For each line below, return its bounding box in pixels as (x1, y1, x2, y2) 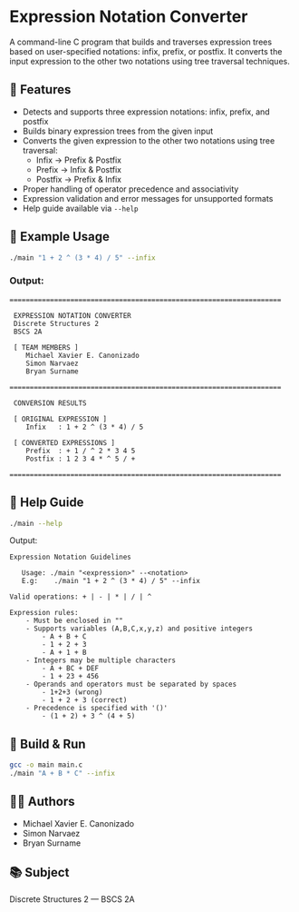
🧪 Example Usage (9, 229, 111, 244)
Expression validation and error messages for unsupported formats (22, 193, 274, 203)
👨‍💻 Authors (9, 794, 75, 809)
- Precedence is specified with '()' (25, 704, 169, 713)
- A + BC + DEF (42, 664, 100, 673)
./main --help (9, 519, 63, 528)
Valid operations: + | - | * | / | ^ (9, 592, 152, 601)
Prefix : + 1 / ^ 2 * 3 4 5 (25, 446, 136, 455)
